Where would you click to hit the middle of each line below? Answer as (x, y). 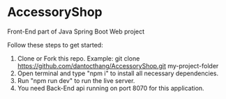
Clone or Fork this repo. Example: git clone (78, 58)
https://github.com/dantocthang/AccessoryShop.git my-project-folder (118, 66)
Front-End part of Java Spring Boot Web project (76, 31)
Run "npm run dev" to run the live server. (76, 80)
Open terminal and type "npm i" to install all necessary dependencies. (118, 73)
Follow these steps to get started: (55, 45)
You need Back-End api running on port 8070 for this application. (111, 88)
